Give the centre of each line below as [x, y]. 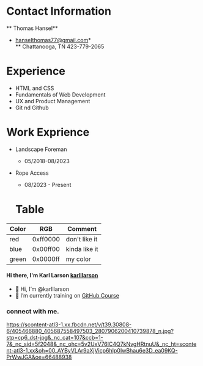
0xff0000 [46, 239]
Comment [82, 229]
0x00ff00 [46, 249]
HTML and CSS [35, 88]
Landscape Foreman [41, 149]
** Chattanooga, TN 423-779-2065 [60, 46]
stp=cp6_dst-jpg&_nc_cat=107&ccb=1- [55, 338]
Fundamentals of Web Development [60, 94]
